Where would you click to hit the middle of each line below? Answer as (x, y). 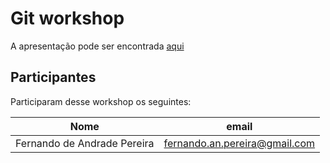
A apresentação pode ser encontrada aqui (97, 46)
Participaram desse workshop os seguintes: (101, 101)
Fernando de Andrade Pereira (85, 143)
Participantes (53, 77)
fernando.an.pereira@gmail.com (239, 143)
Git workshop (67, 18)
